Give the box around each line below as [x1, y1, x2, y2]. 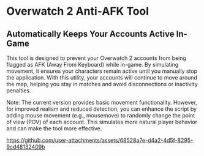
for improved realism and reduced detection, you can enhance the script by [6, 105, 197, 113]
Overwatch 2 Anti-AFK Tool [6, 4, 149, 18]
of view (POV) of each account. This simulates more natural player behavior [6, 118, 198, 125]
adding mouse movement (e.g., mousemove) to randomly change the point [6, 112, 195, 119]
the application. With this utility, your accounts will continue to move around [6, 74, 198, 81]
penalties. [6, 87, 32, 94]
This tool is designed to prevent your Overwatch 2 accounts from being [6, 54, 187, 62]
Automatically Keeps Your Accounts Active [6, 29, 175, 39]
